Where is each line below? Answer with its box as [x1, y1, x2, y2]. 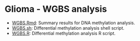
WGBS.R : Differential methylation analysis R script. [11, 30, 116, 36]
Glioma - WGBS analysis [4, 3, 108, 15]
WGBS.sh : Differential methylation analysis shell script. [11, 25, 125, 31]
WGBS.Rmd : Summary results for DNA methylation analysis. [11, 20, 136, 26]
